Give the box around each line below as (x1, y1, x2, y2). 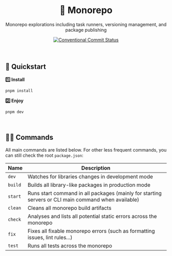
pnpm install (5, 88, 33, 93)
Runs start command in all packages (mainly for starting (27, 189, 162, 197)
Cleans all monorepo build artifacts (27, 204, 112, 211)
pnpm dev (5, 109, 24, 114)
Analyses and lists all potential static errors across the (27, 212, 157, 220)
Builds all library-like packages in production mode (27, 181, 150, 188)
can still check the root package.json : (5, 152, 83, 158)
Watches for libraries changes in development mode (27, 173, 154, 180)
